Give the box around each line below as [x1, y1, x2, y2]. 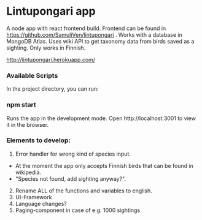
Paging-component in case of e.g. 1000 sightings [15, 207, 141, 214]
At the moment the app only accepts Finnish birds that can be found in [15, 162, 193, 169]
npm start [6, 101, 37, 109]
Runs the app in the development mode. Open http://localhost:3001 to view [6, 115, 196, 122]
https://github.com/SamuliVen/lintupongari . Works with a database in [6, 31, 182, 38]
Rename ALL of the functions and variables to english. [15, 187, 152, 194]
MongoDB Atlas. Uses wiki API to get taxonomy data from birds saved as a [6, 37, 195, 45]
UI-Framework [15, 193, 52, 200]
